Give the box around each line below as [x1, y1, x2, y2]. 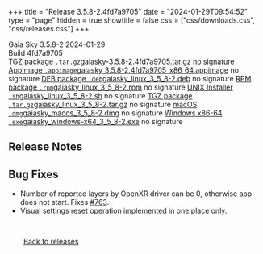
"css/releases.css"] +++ [8, 24, 90, 33]
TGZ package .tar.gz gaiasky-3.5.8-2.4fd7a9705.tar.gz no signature [8, 56, 235, 66]
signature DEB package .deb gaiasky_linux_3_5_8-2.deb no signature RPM [8, 74, 252, 83]
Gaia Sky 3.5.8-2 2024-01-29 [8, 40, 106, 49]
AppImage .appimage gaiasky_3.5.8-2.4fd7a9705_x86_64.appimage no [8, 65, 240, 75]
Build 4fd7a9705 [8, 48, 63, 57]
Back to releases [23, 237, 79, 247]
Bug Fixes [8, 167, 59, 181]
